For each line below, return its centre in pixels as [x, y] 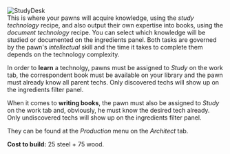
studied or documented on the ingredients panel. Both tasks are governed [112, 40]
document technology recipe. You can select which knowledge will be [106, 32]
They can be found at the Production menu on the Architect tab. [98, 131]
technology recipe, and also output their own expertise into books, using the [115, 25]
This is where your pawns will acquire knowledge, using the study [101, 18]
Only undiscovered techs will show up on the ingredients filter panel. [104, 118]
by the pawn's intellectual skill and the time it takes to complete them [105, 47]
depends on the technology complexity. [63, 54]
